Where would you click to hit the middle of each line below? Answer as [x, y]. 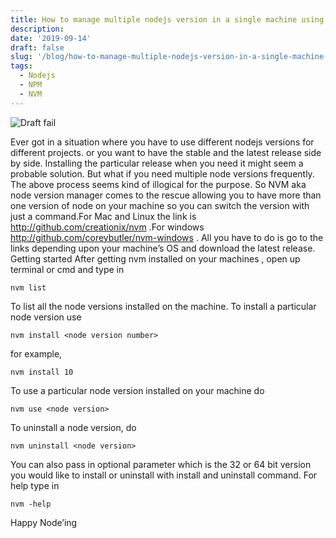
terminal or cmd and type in [67, 269]
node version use [46, 317]
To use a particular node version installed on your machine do [137, 390]
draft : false [37, 47]
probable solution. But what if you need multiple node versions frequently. [162, 173]
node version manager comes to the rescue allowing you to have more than [166, 195]
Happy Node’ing [44, 522]
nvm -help [31, 504]
